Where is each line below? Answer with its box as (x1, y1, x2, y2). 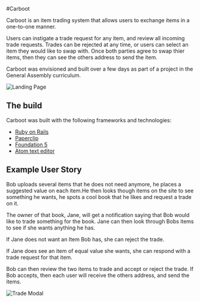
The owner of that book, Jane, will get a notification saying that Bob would (6, 211, 190, 218)
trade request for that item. (6, 253, 73, 261)
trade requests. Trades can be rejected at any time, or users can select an (6, 41, 189, 48)
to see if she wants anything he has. (6, 224, 96, 231)
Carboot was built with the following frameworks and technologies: (6, 116, 172, 123)
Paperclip (14, 134, 39, 141)
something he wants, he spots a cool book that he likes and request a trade (6, 193, 192, 200)
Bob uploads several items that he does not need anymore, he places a (6, 180, 181, 188)
